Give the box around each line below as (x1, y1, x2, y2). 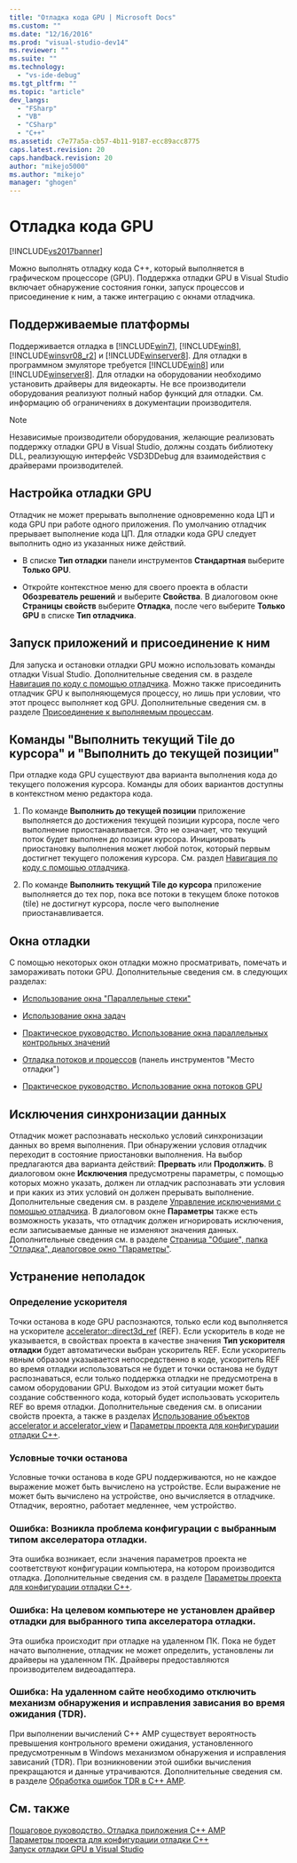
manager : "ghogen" (9, 179, 77, 187)
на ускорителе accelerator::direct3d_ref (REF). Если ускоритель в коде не (9, 1326, 285, 1336)
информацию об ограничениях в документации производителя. (9, 397, 253, 408)
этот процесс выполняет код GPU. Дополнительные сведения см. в (9, 697, 267, 707)
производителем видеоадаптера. (9, 1663, 136, 1675)
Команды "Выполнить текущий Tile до (9, 732, 236, 747)
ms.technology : (9, 63, 66, 72)
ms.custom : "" (9, 21, 62, 30)
